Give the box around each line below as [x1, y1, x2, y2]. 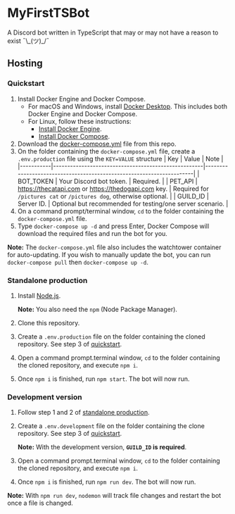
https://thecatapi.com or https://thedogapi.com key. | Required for [17, 184, 210, 193]
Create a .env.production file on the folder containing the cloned [17, 332, 205, 341]
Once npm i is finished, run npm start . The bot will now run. [17, 375, 190, 383]
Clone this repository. [17, 318, 80, 327]
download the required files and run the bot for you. [17, 229, 167, 237]
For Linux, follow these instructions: [27, 117, 132, 125]
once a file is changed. [7, 499, 74, 508]
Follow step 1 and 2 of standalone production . [17, 408, 150, 417]
